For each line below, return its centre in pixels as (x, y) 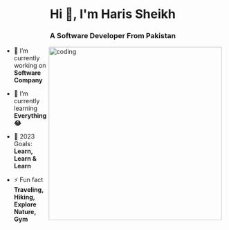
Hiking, (24, 197)
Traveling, (28, 190)
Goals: (23, 144)
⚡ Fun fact (28, 180)
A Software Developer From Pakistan (113, 36)
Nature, (25, 212)
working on (30, 66)
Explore (25, 204)
